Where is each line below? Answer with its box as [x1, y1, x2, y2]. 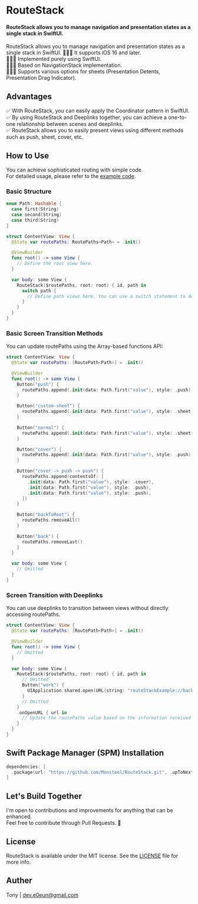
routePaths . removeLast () [21, 539, 83, 545]
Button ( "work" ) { [21, 682, 65, 688]
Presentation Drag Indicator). [6, 75, 77, 82]
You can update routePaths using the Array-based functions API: [6, 343, 163, 350]
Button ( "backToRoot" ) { [16, 512, 75, 518]
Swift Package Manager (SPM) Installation [6, 748, 164, 758]
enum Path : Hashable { [6, 201, 62, 207]
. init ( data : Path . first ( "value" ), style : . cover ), [27, 479, 154, 485]
